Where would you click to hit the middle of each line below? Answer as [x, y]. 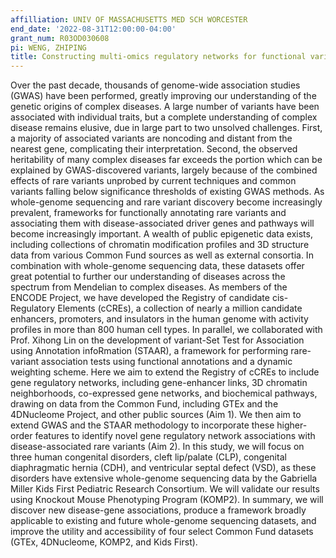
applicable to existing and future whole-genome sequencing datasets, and [163, 521]
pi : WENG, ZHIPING [48, 47]
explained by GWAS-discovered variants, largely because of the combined [164, 170]
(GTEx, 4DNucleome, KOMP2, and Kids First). [104, 542]
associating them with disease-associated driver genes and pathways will [162, 223]
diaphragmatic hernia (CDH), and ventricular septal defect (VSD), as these [163, 468]
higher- [292, 425]
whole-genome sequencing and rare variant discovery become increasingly [166, 202]
